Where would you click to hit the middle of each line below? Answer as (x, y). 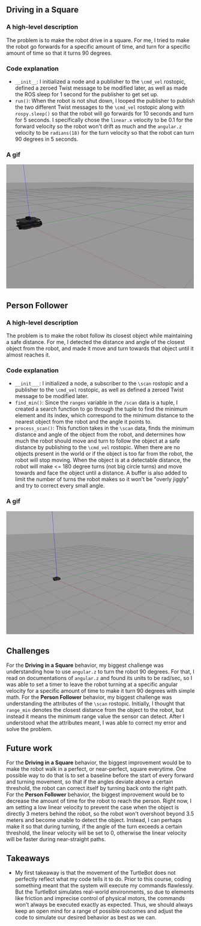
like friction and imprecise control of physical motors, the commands (100, 898)
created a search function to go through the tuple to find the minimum (101, 409)
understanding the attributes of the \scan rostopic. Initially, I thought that (96, 704)
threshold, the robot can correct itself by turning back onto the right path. (97, 788)
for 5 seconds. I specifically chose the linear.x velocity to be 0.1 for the (104, 120)
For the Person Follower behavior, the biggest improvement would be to (95, 795)
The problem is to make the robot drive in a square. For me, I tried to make (98, 40)
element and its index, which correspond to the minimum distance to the (104, 415)
